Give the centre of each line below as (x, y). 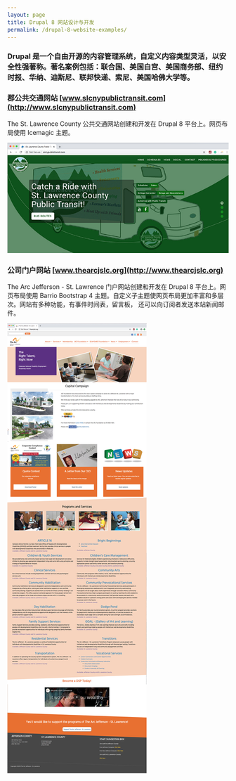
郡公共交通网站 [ (35, 98)
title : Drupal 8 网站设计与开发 (51, 22)
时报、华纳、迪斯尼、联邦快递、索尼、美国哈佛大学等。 (101, 77)
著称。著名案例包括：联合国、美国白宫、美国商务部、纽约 (126, 67)
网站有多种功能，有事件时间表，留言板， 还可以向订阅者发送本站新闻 (119, 304)
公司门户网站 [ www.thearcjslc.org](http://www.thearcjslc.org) (115, 270)
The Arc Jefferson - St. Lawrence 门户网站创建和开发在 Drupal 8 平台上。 (113, 287)
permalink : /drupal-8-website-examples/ (67, 30)
